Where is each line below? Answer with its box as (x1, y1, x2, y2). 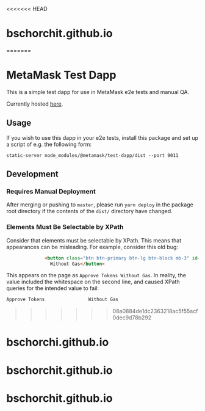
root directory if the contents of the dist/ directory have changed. (6, 208, 173, 215)
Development (6, 169, 59, 180)
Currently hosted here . (6, 100, 63, 107)
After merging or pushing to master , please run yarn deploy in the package (6, 201, 193, 208)
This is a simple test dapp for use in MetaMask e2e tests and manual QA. (6, 88, 190, 95)
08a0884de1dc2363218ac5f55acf (112, 308, 198, 315)
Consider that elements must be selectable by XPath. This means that (6, 236, 182, 244)
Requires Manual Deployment (6, 187, 96, 195)
